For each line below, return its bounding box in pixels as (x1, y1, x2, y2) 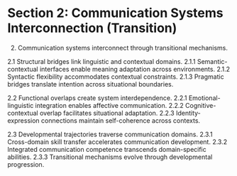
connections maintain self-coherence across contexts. (41, 116, 201, 125)
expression (7, 116, 40, 125)
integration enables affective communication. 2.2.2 (35, 101, 184, 109)
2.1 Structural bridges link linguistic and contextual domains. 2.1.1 (7, 57, 196, 65)
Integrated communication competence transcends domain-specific (7, 145, 207, 153)
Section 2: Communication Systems (7, 5, 224, 21)
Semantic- (197, 57, 228, 65)
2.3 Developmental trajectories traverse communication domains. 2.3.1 (7, 130, 213, 138)
